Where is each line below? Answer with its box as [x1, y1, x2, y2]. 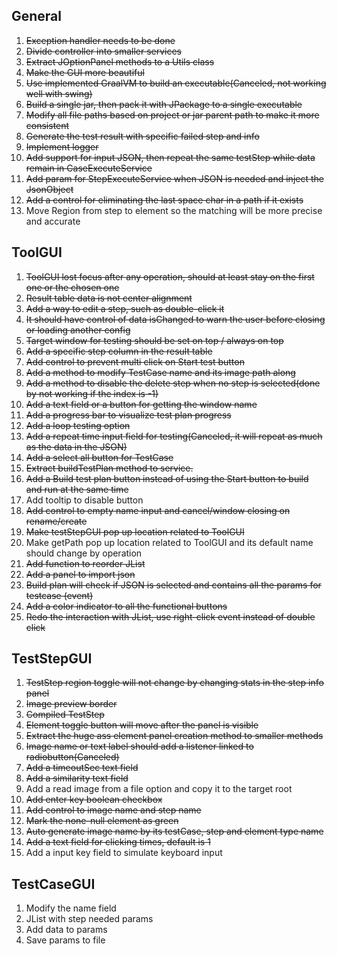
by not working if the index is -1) [25, 387, 159, 399]
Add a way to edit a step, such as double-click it [25, 302, 225, 314]
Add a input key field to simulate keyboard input [25, 847, 223, 859]
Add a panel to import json [25, 568, 136, 580]
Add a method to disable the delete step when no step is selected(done [25, 377, 321, 389]
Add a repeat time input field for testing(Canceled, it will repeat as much [25, 430, 323, 442]
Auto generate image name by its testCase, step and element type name [25, 825, 324, 838]
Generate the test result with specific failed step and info [25, 130, 260, 142]
